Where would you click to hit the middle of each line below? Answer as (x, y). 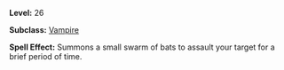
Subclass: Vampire (44, 30)
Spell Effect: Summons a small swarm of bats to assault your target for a (142, 47)
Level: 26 (27, 13)
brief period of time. (46, 56)
